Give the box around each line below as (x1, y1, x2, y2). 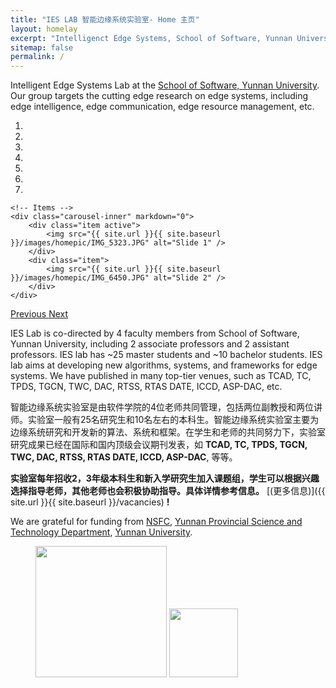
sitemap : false (10, 42, 74, 53)
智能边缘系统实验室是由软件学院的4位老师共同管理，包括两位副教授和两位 (10, 401, 315, 413)
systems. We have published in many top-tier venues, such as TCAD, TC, (10, 370, 312, 382)
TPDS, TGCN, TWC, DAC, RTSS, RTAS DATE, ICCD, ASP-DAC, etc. (10, 381, 283, 393)
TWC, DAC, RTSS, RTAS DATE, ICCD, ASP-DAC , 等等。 (10, 451, 238, 463)
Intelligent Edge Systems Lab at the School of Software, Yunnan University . (10, 79, 320, 91)
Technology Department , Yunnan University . (10, 526, 193, 538)
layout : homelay (10, 24, 78, 34)
